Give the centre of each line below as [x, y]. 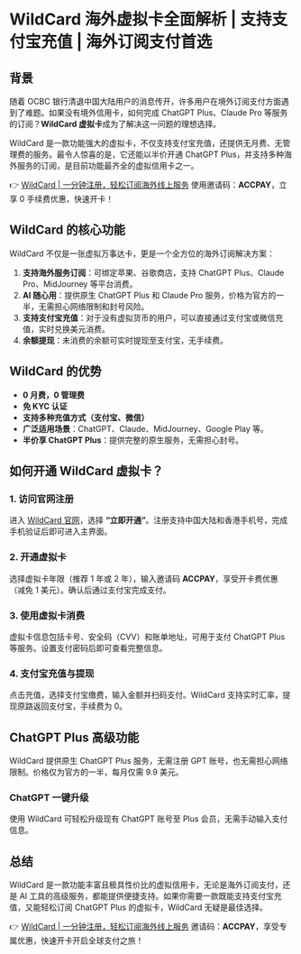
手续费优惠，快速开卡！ [70, 199]
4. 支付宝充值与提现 [52, 674]
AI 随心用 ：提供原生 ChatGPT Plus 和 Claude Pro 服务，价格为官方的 [149, 295]
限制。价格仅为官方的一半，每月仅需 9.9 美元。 [96, 772]
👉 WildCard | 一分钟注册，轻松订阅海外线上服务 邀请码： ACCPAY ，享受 [144, 927]
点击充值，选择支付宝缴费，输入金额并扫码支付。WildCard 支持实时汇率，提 [150, 695]
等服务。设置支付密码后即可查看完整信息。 [88, 647]
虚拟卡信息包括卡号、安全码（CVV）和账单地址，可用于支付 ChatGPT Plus [147, 637]
